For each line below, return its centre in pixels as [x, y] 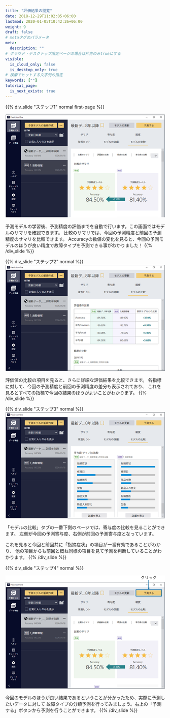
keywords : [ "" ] [21, 81]
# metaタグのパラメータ [27, 38]
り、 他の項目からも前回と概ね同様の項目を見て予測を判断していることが [81, 551]
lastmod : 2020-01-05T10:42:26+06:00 [44, 21]
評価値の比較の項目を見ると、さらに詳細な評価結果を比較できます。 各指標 [83, 380]
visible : [14, 59]
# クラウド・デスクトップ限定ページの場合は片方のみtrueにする [63, 53]
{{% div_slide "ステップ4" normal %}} [44, 568]
